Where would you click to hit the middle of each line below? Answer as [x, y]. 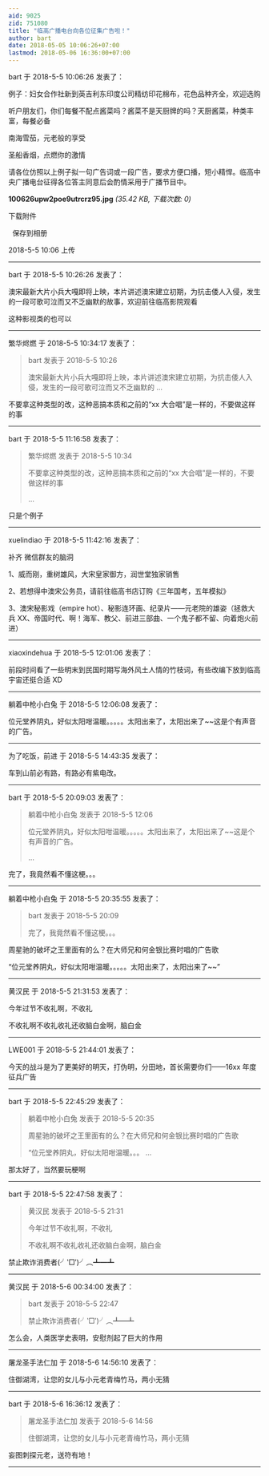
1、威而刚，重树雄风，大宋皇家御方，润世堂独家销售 [94, 574]
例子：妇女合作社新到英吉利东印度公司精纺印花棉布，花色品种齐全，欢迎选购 [134, 94]
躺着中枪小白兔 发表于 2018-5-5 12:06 [90, 815]
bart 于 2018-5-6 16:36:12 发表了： [65, 1404]
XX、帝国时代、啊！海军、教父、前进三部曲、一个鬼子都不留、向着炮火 [134, 618]
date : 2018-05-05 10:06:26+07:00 [64, 46]
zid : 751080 [28, 23]
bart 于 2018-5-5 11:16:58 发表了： [65, 439]
